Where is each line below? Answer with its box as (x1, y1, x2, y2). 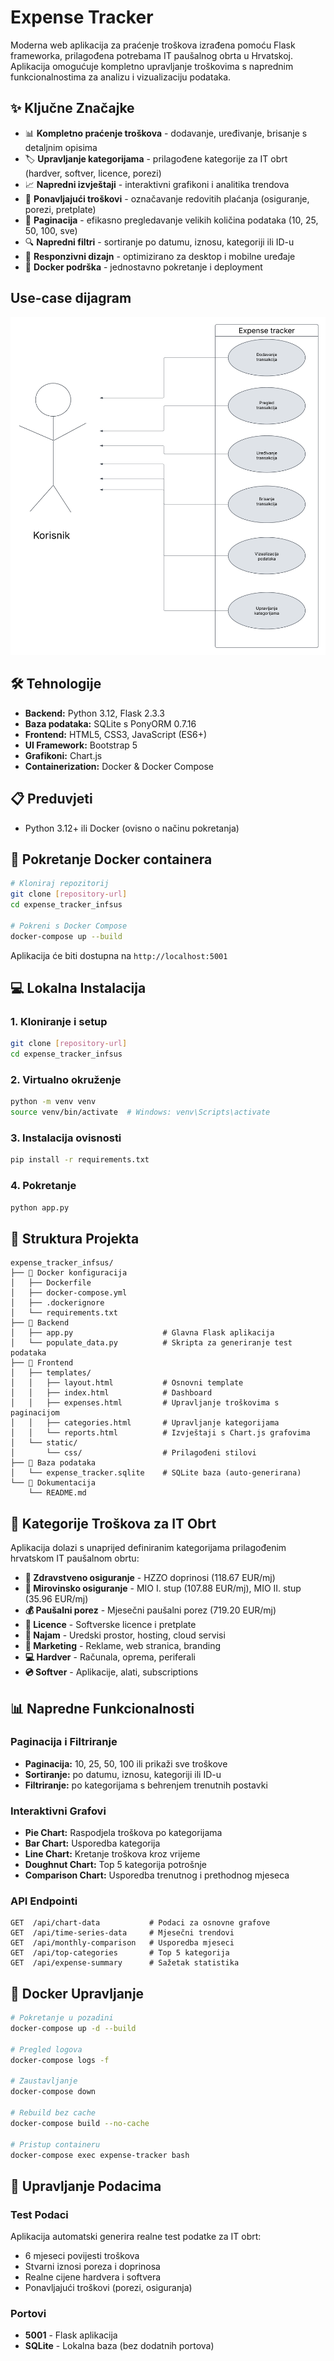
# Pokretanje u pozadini (10, 2013, 114, 2023)
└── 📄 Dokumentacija (10, 1478, 97, 1488)
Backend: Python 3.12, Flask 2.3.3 (24, 707, 165, 719)
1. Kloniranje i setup (10, 1014, 108, 1028)
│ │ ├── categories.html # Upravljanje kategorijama (10, 1418, 280, 1428)
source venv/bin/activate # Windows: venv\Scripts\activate (10, 1107, 271, 1118)
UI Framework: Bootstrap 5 (24, 739, 138, 751)
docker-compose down (10, 2087, 97, 2097)
